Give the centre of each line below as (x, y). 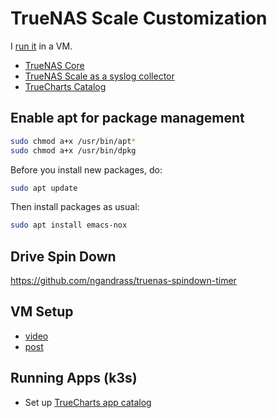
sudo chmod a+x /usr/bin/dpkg (73, 150)
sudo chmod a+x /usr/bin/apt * (73, 141)
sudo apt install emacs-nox (69, 225)
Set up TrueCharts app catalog (88, 402)
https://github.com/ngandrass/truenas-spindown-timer (123, 281)
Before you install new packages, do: (86, 169)
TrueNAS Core (54, 65)
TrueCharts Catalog (65, 86)
